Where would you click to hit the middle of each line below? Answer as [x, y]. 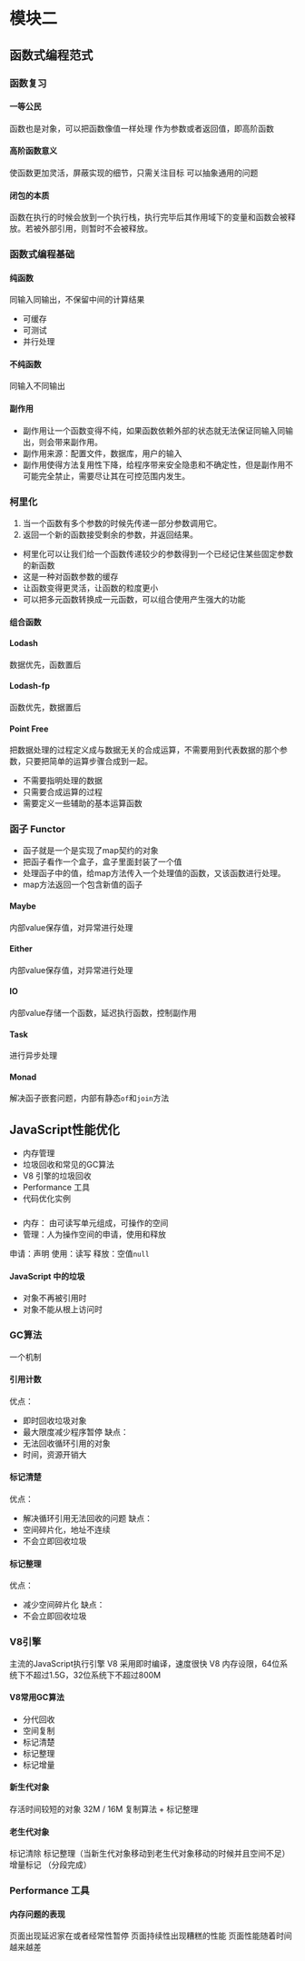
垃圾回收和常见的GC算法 [69, 1165]
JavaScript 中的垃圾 [47, 1276]
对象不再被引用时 [54, 1298]
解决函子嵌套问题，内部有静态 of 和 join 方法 [89, 1098]
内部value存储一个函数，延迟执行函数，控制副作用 [103, 1013]
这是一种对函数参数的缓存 [70, 576]
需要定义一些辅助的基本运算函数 [82, 803]
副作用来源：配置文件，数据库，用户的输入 [102, 453]
